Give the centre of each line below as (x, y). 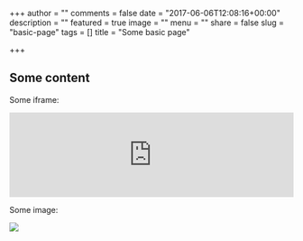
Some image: (34, 209)
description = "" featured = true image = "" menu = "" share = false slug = (147, 23)
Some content (50, 78)
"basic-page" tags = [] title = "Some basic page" (100, 32)
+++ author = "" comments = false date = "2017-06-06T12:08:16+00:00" (145, 13)
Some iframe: (34, 99)
